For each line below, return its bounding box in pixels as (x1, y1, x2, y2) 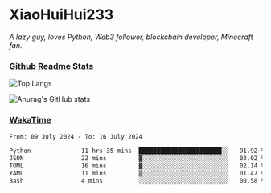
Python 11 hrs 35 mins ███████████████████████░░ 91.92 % (9, 147, 265, 155)
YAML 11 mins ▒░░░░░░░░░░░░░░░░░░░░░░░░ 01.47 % (9, 170, 265, 178)
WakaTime (9, 115, 51, 126)
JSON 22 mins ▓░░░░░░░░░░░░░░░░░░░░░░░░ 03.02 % (9, 155, 265, 163)
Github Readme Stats (9, 60, 94, 71)
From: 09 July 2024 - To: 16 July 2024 (9, 132, 143, 141)
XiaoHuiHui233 (9, 6, 114, 24)
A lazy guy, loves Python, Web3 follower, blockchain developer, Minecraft (9, 32, 253, 42)
